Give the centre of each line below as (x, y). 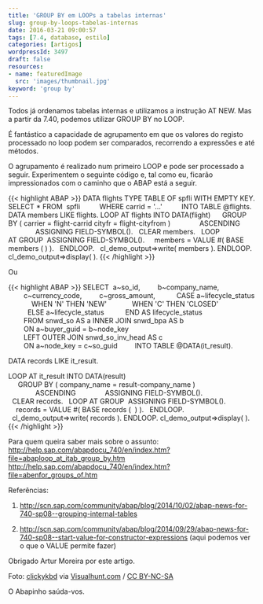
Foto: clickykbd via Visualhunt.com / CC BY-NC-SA (91, 576)
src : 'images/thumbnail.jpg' (63, 81)
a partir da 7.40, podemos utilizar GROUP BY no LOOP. (96, 120)
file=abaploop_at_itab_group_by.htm (67, 459)
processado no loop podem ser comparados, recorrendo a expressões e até (131, 143)
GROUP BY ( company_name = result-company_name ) (107, 385)
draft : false (29, 60)
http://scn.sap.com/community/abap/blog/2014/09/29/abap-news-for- (134, 529)
